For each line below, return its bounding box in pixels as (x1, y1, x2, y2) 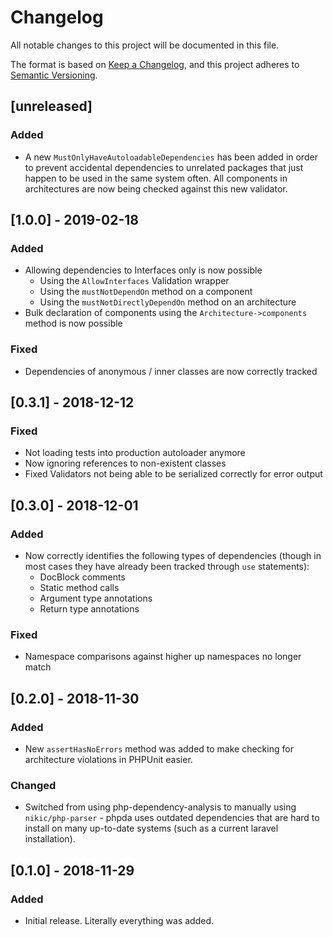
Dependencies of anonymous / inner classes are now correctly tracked (24, 365, 318, 377)
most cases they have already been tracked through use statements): (24, 560, 310, 572)
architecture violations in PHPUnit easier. (24, 753, 193, 765)
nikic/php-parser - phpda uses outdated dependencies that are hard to (24, 812, 320, 824)
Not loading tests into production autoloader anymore (24, 447, 246, 459)
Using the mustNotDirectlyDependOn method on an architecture (39, 296, 297, 308)
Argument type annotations (39, 592, 153, 604)
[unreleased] (10, 98, 93, 115)
